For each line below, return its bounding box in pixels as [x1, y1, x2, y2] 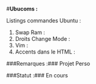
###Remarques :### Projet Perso [6, 60, 91, 67]
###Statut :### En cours [6, 72, 68, 79]
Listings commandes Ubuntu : [6, 17, 81, 24]
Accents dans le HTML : [15, 48, 76, 55]
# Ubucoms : [6, 5, 38, 12]
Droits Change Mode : [15, 35, 70, 42]
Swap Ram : [15, 29, 46, 36]
